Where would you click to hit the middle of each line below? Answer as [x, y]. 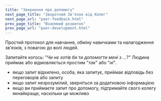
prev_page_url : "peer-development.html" [48, 28]
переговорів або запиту [38, 78]
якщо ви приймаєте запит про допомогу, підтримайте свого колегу [84, 88]
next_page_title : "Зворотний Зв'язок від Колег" [57, 14]
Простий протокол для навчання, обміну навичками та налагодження [80, 42]
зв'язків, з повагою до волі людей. [42, 48]
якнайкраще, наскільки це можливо [51, 94]
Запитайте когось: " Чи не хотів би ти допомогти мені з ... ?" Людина [77, 57]
